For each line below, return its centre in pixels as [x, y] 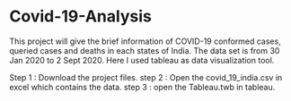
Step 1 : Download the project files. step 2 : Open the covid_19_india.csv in [146, 77]
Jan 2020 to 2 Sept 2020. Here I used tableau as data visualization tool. [142, 60]
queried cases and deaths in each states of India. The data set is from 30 [145, 50]
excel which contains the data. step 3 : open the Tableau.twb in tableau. [142, 87]
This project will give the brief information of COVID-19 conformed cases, [145, 41]
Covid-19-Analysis [81, 17]
